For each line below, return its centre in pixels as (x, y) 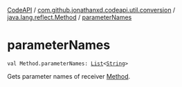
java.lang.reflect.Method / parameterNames (70, 17)
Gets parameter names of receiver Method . (69, 76)
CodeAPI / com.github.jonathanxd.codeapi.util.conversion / (91, 10)
